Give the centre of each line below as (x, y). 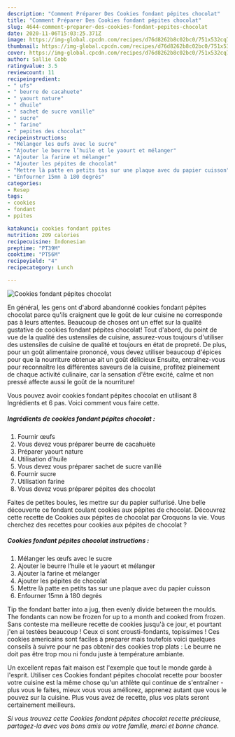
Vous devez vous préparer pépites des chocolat (86, 489)
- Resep (19, 190)
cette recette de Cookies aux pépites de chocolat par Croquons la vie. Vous (116, 517)
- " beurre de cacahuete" (45, 92)
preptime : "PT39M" (34, 248)
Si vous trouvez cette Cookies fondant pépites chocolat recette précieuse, (114, 718)
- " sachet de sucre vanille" (51, 111)
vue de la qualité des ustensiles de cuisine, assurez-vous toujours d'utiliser (115, 337)
